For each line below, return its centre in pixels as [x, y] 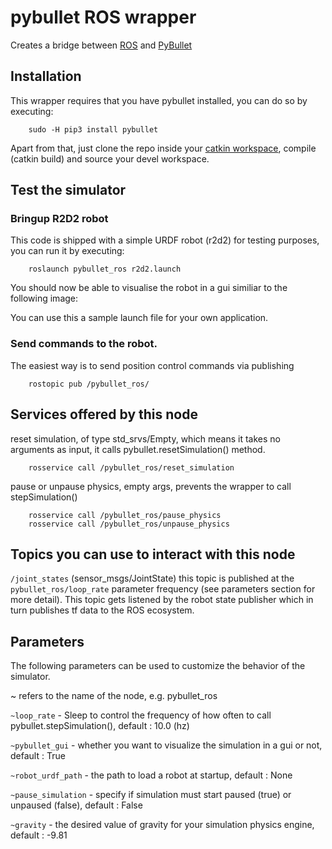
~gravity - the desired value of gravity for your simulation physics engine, [162, 825]
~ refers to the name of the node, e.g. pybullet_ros [114, 696]
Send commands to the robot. [84, 344]
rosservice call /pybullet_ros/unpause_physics [129, 524]
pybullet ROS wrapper [103, 17]
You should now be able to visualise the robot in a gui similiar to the [149, 288]
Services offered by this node [104, 414]
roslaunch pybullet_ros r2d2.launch [105, 269]
